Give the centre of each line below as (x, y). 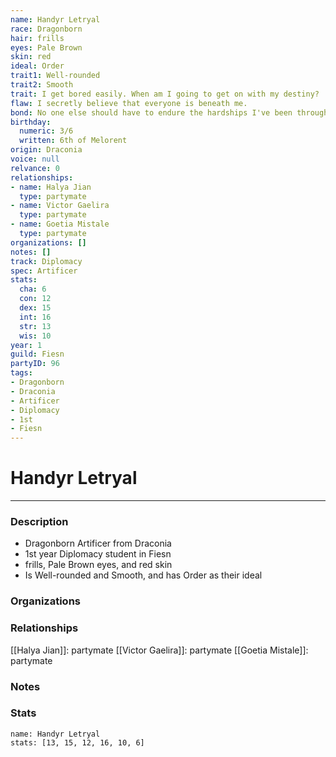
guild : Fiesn (37, 354)
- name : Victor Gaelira (60, 206)
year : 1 (26, 345)
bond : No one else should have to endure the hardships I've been (151, 112)
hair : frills (37, 38)
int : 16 (35, 317)
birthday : (31, 122)
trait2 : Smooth (42, 85)
